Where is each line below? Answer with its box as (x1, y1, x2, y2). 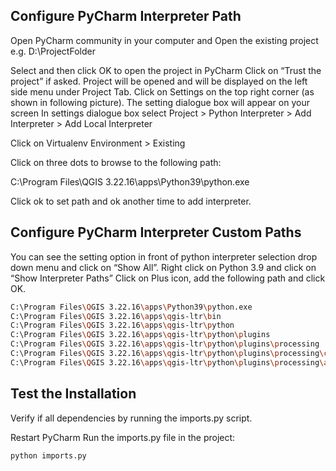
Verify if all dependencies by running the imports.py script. (10, 412, 253, 424)
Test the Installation (10, 385, 137, 403)
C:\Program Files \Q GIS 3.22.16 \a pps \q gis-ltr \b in (10, 311, 222, 321)
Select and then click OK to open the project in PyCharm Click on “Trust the (10, 64, 322, 76)
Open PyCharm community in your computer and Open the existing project (10, 34, 319, 46)
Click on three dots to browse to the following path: (10, 156, 222, 168)
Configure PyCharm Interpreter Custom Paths (10, 224, 302, 241)
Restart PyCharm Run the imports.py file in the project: (10, 431, 236, 443)
